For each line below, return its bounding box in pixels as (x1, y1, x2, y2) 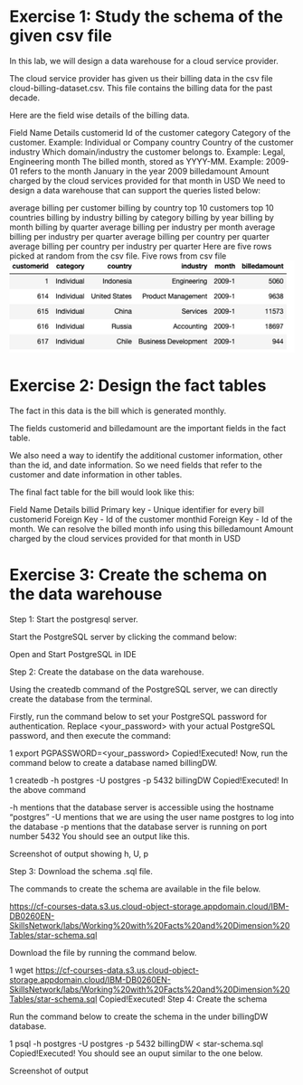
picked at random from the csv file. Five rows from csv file (9, 250, 227, 261)
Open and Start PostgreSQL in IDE (9, 648, 137, 659)
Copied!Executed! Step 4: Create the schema (99, 993, 268, 1005)
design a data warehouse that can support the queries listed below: (9, 184, 260, 195)
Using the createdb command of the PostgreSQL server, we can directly (9, 684, 279, 694)
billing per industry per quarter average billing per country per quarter (9, 231, 270, 241)
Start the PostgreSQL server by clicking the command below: (9, 631, 237, 642)
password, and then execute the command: (9, 730, 172, 741)
